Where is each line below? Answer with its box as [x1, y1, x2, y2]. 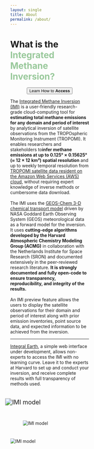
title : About [10, 12, 37, 17]
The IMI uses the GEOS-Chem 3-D [10, 200, 81, 206]
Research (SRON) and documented [10, 254, 82, 260]
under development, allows [10, 349, 66, 355]
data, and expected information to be [10, 323, 86, 329]
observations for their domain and [10, 307, 80, 313]
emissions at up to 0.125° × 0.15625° [10, 152, 87, 158]
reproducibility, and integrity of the [10, 280, 85, 287]
